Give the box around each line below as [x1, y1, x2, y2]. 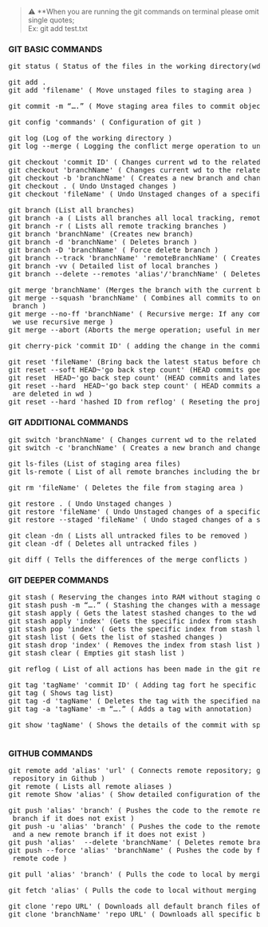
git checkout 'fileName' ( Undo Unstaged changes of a [8, 189, 227, 199]
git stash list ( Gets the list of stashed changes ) [8, 632, 223, 642]
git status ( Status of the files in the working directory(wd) [8, 62, 266, 71]
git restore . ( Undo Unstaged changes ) [8, 499, 173, 508]
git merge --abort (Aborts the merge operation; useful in [8, 325, 245, 335]
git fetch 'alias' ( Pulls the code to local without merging [8, 886, 257, 895]
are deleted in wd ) [12, 389, 93, 399]
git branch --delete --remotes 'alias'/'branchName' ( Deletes [8, 269, 261, 279]
